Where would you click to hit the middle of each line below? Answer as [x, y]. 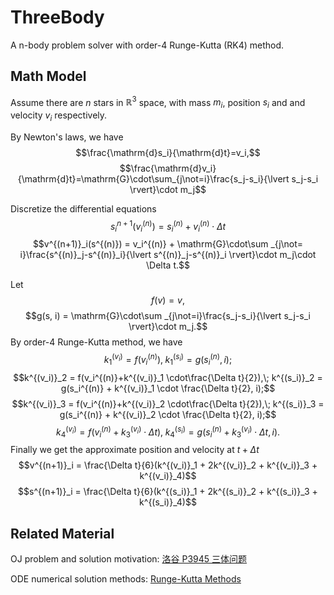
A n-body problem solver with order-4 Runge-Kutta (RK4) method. [147, 45]
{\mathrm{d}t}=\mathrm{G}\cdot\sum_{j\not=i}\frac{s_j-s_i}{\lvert [153, 179]
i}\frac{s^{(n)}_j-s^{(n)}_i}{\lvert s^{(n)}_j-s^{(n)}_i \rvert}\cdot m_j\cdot [168, 255]
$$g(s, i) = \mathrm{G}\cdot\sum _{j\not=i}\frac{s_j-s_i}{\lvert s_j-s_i [168, 316]
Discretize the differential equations [83, 209]
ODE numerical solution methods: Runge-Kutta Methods [126, 579]
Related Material [62, 533]
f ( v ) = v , [168, 300]
